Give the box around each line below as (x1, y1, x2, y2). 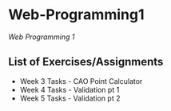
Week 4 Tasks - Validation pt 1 (19, 85, 120, 94)
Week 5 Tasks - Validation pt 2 (19, 93, 121, 103)
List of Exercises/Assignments (8, 55, 164, 69)
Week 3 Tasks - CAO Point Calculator (19, 76, 143, 85)
